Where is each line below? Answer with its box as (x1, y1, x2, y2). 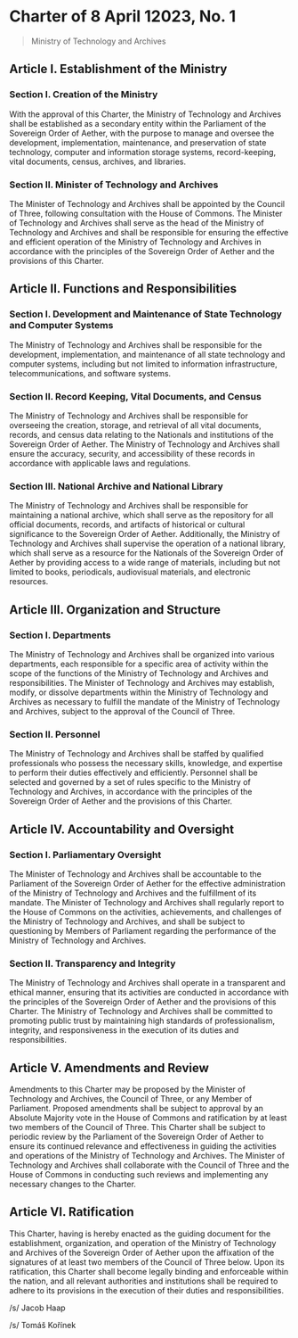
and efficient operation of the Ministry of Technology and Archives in (9, 236, 262, 247)
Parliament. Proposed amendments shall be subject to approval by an (9, 1103, 264, 1113)
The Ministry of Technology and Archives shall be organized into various (9, 648, 275, 659)
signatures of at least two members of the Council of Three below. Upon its (9, 1256, 285, 1268)
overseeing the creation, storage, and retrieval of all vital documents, (9, 419, 262, 430)
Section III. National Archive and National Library (9, 480, 224, 492)
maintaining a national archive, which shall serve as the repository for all (9, 510, 274, 521)
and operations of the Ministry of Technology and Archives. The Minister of (9, 1150, 286, 1160)
